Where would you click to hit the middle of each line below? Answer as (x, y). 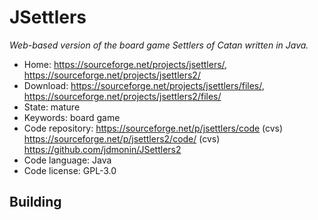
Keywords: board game (72, 117)
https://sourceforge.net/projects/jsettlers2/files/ (122, 96)
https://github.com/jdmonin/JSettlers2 (102, 149)
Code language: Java (67, 160)
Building (35, 202)
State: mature (52, 107)
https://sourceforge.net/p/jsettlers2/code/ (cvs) (122, 138)
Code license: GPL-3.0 (70, 170)
